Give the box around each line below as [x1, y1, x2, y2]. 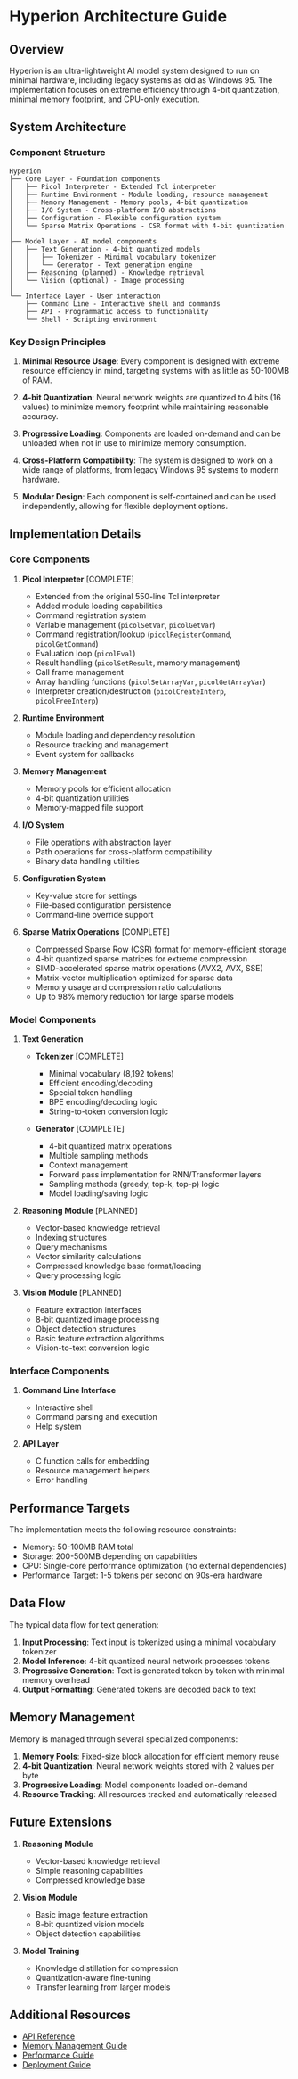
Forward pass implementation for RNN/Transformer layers [48, 1168, 262, 1179]
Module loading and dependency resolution [35, 730, 196, 740]
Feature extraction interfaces [35, 1304, 142, 1315]
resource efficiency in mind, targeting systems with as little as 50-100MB [21, 365, 290, 375]
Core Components [9, 553, 91, 565]
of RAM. [21, 375, 52, 385]
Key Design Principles [9, 335, 107, 348]
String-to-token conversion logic [48, 1106, 169, 1117]
